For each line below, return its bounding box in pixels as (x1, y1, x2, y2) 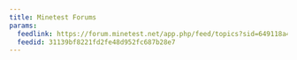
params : (9, 21, 38, 30)
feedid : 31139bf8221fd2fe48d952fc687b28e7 (17, 37, 176, 47)
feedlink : (17, 29, 53, 38)
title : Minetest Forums (9, 12, 97, 22)
